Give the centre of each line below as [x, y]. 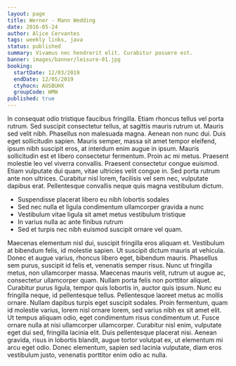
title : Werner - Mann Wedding [52, 20]
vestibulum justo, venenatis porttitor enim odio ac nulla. [87, 355]
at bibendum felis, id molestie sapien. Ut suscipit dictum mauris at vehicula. [116, 250]
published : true [31, 99]
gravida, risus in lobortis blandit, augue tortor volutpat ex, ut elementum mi [115, 340]
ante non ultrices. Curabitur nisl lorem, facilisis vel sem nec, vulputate [108, 178]
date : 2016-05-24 [33, 27]
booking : [20, 66]
